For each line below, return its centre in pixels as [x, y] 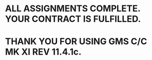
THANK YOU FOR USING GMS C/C [76, 42]
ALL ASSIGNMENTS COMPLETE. [73, 9]
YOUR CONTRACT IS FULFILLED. [73, 19]
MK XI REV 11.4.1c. [43, 52]
